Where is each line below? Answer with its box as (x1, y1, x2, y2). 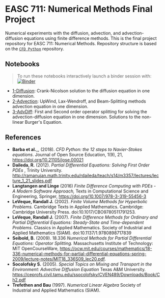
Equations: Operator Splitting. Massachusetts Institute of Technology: (12, 240, 153, 246)
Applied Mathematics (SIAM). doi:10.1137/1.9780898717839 (12, 230, 132, 236)
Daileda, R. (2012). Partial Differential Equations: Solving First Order (12, 162, 150, 168)
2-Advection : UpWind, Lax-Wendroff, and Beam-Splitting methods (12, 98, 146, 104)
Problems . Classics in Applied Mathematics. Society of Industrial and (12, 224, 152, 230)
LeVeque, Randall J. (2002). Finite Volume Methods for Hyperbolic (12, 198, 148, 204)
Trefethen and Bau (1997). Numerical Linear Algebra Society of (12, 282, 141, 288)
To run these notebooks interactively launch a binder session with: (17, 73, 152, 79)
